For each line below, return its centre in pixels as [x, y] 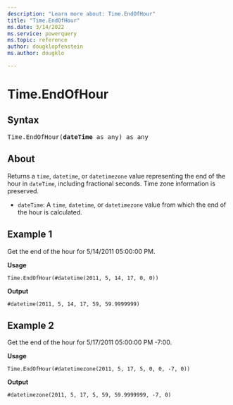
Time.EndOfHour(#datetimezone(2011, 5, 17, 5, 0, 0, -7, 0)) [99, 369]
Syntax [23, 120]
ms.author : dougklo [36, 54]
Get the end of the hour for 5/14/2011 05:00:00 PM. [81, 251]
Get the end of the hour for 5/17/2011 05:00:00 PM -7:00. [90, 342]
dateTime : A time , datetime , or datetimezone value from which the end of [122, 205]
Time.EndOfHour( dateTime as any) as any [78, 137]
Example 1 [30, 235]
